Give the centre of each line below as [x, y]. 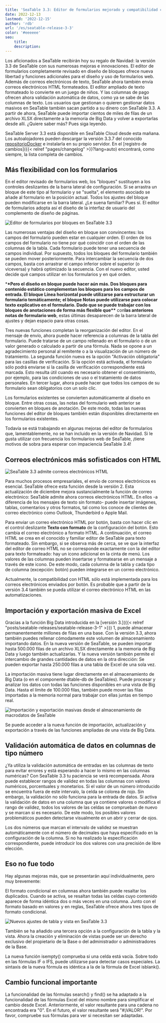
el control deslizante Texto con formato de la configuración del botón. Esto [82, 528]
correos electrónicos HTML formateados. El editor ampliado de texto [75, 87]
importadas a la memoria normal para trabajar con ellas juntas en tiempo [79, 695]
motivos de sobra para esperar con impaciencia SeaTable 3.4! [68, 444]
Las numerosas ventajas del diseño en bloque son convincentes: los [75, 232]
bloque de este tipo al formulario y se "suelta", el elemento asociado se [78, 192]
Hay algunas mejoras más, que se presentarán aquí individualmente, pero [80, 876]
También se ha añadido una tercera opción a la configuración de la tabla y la [83, 931]
